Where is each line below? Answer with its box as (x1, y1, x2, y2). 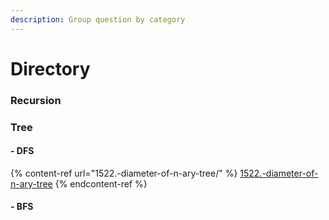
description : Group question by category (10, 14, 186, 25)
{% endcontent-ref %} (54, 177, 148, 190)
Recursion (10, 93, 62, 107)
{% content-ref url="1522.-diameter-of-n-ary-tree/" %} (10, 167, 238, 179)
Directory (10, 57, 91, 80)
